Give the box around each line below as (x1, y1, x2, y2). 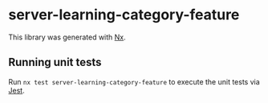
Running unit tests (8, 56, 102, 69)
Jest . (8, 85, 26, 95)
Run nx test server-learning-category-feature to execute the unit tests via (8, 76, 261, 86)
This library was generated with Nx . (8, 32, 126, 42)
